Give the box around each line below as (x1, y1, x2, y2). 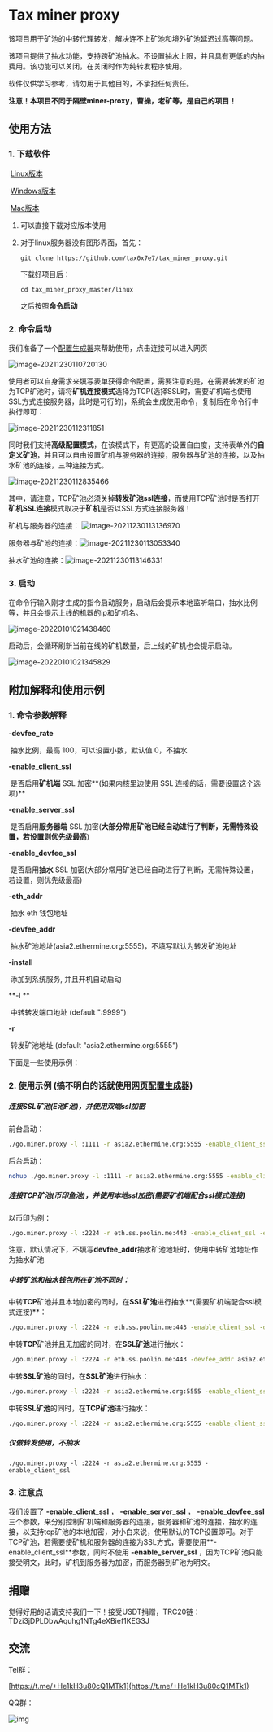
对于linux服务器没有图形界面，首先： (19, 238, 144, 248)
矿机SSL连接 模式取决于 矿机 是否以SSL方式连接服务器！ (8, 503, 193, 513)
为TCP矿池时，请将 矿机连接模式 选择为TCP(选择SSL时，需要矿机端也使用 (8, 386, 252, 396)
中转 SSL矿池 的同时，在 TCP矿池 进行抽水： (8, 1403, 150, 1413)
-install (8, 957, 33, 967)
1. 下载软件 (8, 148, 50, 160)
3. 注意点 (8, 1486, 44, 1497)
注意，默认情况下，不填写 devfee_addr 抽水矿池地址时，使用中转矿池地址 (8, 1244, 252, 1255)
